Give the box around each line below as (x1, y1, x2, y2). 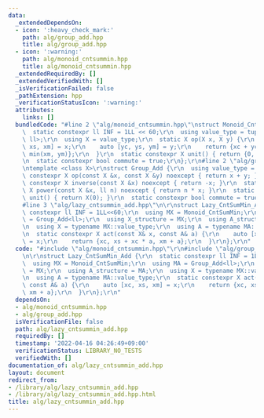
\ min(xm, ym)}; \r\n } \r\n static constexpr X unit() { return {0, (22, 150, 255, 158)
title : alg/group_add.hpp (22, 41, 108, 49)
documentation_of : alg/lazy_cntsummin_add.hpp (8, 362, 163, 369)
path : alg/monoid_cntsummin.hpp (22, 56, 128, 64)
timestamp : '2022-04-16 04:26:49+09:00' (15, 340, 149, 347)
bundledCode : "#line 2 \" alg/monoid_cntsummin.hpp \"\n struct (15, 121, 220, 129)
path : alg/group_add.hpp (22, 33, 104, 42)
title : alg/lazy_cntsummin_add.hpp (8, 398, 125, 406)
